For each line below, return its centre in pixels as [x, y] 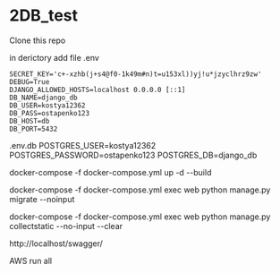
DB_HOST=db [30, 121]
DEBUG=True [30, 81]
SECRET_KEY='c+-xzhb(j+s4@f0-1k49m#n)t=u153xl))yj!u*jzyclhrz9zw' [136, 74]
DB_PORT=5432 [34, 129]
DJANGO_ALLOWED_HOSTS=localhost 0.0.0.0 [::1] [98, 90]
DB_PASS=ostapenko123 [50, 113]
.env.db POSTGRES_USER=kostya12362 [83, 145]
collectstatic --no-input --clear [66, 226]
